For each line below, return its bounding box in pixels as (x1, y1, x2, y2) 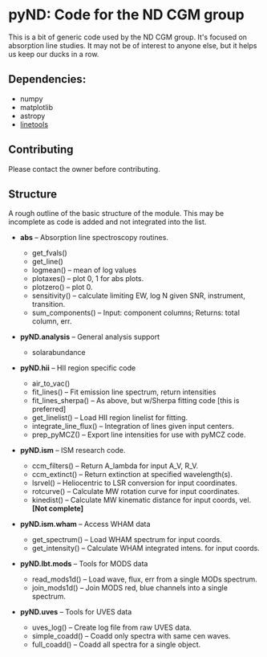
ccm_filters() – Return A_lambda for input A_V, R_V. (31, 461, 199, 471)
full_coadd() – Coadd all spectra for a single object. (31, 640, 201, 650)
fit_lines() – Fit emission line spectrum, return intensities (31, 387, 216, 397)
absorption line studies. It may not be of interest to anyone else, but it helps (8, 40, 257, 50)
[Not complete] (31, 504, 84, 513)
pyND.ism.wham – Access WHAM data (19, 520, 151, 529)
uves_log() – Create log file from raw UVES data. (31, 622, 192, 632)
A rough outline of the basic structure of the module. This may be (8, 209, 225, 218)
